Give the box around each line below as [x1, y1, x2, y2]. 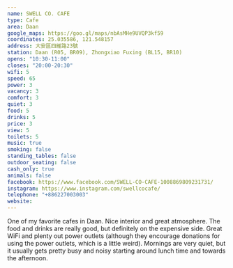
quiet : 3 [7, 101, 33, 108]
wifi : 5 [7, 68, 30, 75]
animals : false [7, 172, 52, 179]
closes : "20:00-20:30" [7, 62, 73, 69]
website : [7, 198, 33, 205]
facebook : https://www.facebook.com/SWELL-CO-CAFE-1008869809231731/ [7, 178, 214, 185]
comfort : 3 [7, 95, 39, 102]
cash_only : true [7, 165, 54, 173]
